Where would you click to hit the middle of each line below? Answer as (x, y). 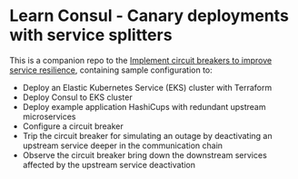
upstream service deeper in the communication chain (123, 145)
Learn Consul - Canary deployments (149, 16)
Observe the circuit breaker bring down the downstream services (145, 154)
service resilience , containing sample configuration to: (111, 70)
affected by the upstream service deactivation (109, 164)
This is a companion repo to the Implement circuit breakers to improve (141, 60)
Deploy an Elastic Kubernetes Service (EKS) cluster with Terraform (147, 87)
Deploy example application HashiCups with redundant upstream (144, 106)
